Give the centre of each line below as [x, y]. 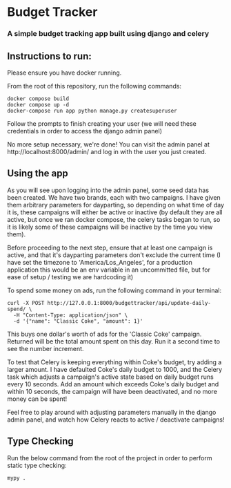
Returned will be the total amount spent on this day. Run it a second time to [114, 341]
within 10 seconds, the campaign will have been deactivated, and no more [112, 391]
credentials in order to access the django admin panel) [85, 131]
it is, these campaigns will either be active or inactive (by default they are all [115, 212]
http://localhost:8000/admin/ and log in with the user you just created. [107, 151]
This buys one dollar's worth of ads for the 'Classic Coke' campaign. [104, 334]
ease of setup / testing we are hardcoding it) [70, 276]
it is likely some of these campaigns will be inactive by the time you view [110, 227]
